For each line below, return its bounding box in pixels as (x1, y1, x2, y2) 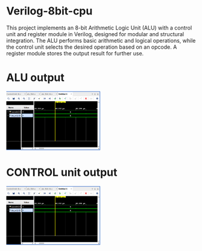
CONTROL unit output (6, 166, 118, 179)
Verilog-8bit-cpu (6, 4, 93, 18)
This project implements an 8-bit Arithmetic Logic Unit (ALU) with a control (6, 24, 192, 31)
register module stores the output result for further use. (6, 49, 144, 57)
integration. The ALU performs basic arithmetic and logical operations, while (6, 37, 196, 44)
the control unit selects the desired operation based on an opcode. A (6, 43, 177, 51)
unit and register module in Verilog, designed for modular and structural (6, 30, 185, 37)
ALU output (6, 71, 65, 85)
